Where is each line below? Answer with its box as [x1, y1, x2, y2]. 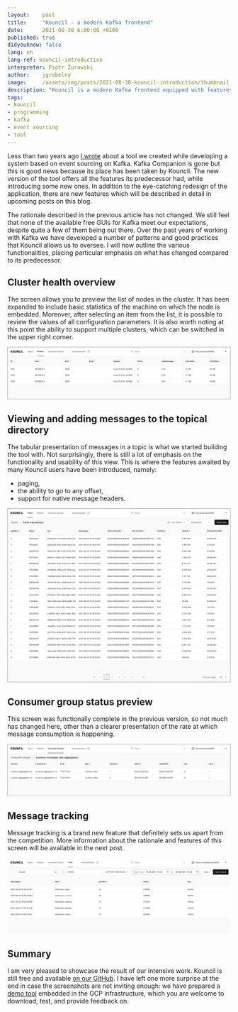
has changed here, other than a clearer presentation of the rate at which [7, 722, 218, 731]
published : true [7, 34, 55, 41]
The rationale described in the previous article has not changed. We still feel [7, 210, 229, 219]
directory [7, 424, 50, 436]
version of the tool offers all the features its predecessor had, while [7, 174, 203, 182]
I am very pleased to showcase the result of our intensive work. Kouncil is [7, 967, 222, 975]
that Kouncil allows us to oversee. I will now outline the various [7, 241, 190, 249]
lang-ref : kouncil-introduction [7, 57, 103, 64]
